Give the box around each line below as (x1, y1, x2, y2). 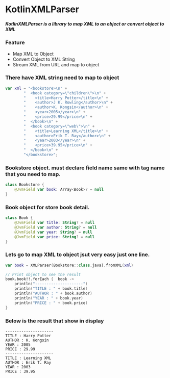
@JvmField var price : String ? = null (14, 234, 95, 239)
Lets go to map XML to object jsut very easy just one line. (5, 251, 150, 258)
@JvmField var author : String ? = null (14, 224, 97, 230)
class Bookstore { (5, 182, 44, 187)
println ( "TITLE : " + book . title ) (14, 286, 88, 291)
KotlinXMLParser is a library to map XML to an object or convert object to (5, 20, 164, 27)
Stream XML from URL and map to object (12, 61, 100, 67)
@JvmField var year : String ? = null (14, 230, 93, 235)
